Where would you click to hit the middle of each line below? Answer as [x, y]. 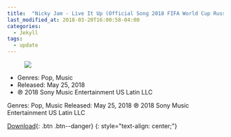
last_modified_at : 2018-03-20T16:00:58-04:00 [73, 20]
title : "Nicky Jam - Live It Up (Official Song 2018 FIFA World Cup [109, 13]
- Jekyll [26, 33]
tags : [15, 39]
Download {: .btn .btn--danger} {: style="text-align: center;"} [92, 126]
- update [26, 45]
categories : [24, 26]
